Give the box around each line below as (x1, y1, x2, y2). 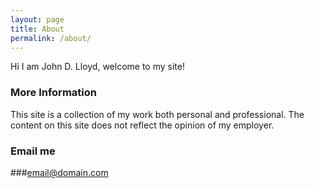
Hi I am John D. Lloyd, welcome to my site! (10, 61, 185, 73)
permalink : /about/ (10, 33, 92, 43)
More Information (10, 86, 97, 100)
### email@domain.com (10, 166, 109, 178)
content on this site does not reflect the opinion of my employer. (10, 119, 275, 131)
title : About (10, 24, 65, 34)
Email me (10, 144, 56, 158)
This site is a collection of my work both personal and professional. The (10, 108, 305, 120)
